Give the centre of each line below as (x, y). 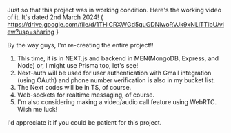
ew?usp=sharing (31, 32)
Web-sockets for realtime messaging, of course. (86, 95)
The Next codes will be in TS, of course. (74, 87)
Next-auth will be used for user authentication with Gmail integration (114, 73)
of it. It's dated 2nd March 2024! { (55, 17)
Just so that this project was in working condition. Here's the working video (114, 10)
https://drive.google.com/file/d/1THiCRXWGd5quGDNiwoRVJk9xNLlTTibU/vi (115, 24)
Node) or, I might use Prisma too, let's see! (78, 65)
